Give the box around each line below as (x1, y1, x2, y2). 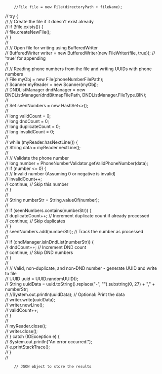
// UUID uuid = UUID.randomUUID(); (5, 276, 79, 282)
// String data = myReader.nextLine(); (5, 145, 81, 150)
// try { (5, 13, 18, 19)
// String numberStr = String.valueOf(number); (5, 197, 99, 203)
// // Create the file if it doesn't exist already (5, 19, 94, 24)
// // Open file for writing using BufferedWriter (5, 45, 98, 50)
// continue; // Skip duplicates (5, 218, 66, 224)
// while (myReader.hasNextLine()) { (5, 139, 78, 145)
